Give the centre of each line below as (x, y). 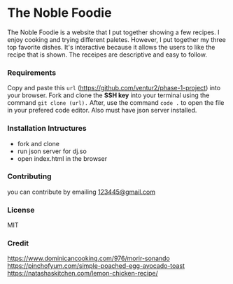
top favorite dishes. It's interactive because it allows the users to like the (111, 47)
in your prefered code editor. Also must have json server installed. (102, 111)
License (21, 210)
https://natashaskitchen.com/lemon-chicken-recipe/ (83, 274)
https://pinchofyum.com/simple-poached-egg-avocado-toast (96, 266)
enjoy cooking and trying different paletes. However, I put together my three (116, 39)
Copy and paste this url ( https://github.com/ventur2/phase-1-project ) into (114, 88)
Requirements (32, 73)
